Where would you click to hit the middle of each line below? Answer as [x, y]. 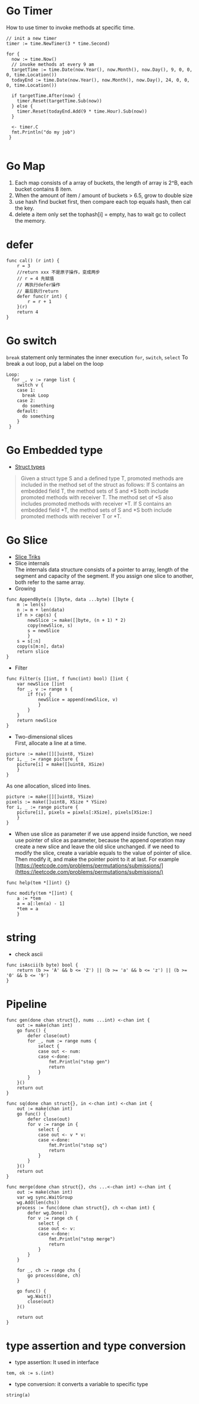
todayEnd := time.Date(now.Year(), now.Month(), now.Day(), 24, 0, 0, [101, 80]
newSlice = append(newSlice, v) [78, 699]
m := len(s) [31, 605]
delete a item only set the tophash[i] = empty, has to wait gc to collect [100, 214]
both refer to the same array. [50, 582]
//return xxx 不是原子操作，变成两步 [59, 272]
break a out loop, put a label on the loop [55, 363]
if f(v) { [40, 694]
